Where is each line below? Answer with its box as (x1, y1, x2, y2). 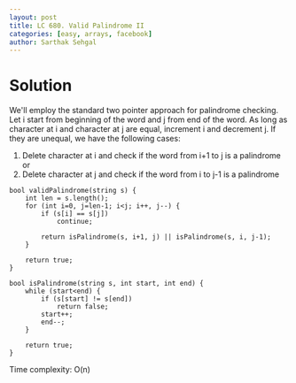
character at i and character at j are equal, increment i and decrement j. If (9, 124, 277, 134)
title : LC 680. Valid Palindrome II (9, 21, 144, 30)
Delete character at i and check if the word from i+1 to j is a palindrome (21, 150, 282, 161)
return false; (56, 303, 109, 311)
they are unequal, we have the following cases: (9, 134, 181, 144)
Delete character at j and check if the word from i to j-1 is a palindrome (21, 169, 280, 180)
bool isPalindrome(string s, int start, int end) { (9, 280, 204, 288)
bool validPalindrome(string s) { (9, 187, 137, 195)
